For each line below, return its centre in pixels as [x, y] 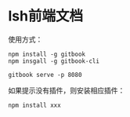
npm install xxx [34, 105]
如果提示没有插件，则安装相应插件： [67, 90]
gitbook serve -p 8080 [45, 75]
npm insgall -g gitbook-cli [54, 61]
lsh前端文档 [46, 16]
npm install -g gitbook [47, 54]
